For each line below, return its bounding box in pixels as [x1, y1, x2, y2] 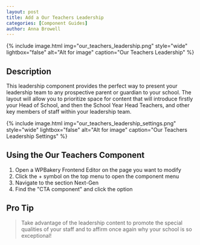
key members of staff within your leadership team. [6, 108, 132, 116]
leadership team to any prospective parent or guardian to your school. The [6, 89, 192, 96]
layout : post [6, 8, 39, 15]
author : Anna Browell [6, 25, 61, 32]
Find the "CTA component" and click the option [15, 185, 133, 192]
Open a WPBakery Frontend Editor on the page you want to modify [15, 166, 181, 173]
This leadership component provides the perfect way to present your [6, 82, 178, 90]
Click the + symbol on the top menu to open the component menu [15, 172, 179, 180]
